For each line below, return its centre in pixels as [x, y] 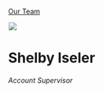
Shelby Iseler [52, 58]
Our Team [24, 11]
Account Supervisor [40, 80]
